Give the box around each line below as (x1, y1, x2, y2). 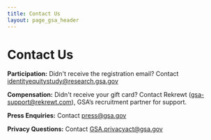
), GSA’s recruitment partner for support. (71, 98, 187, 107)
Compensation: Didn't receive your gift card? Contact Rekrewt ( (7, 91, 192, 99)
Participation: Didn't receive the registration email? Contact (7, 70, 179, 78)
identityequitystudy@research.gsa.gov (7, 77, 118, 86)
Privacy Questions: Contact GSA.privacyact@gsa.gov (7, 125, 164, 133)
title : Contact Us (7, 10, 61, 17)
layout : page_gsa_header (7, 17, 79, 24)
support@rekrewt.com (7, 98, 72, 107)
